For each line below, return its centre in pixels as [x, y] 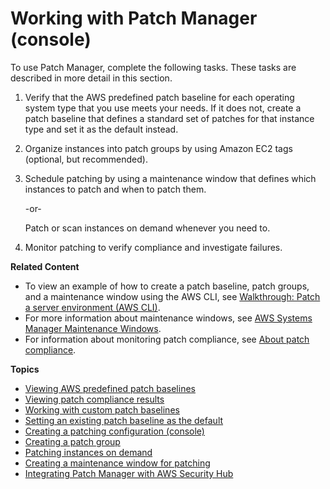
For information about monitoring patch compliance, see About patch [167, 339]
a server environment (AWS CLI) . [92, 307]
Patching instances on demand [88, 452]
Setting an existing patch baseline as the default [124, 420]
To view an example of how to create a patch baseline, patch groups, [167, 286]
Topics [25, 369]
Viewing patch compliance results [94, 399]
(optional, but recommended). [86, 159]
